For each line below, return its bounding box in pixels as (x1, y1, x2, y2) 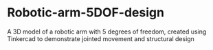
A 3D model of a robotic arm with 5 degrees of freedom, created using (7, 27, 207, 36)
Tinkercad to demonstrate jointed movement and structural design (7, 34, 194, 42)
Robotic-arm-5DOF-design (7, 5, 165, 21)
